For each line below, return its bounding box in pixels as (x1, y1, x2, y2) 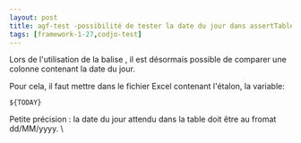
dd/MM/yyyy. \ (9, 123, 64, 134)
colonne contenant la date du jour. (9, 63, 136, 74)
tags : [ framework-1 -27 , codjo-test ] (9, 29, 142, 38)
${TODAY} (9, 98, 42, 107)
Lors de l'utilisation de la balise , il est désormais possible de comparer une (9, 55, 287, 65)
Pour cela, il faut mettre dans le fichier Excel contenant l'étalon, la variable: (9, 81, 285, 92)
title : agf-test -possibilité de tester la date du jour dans (9, 21, 246, 30)
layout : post (9, 13, 58, 22)
